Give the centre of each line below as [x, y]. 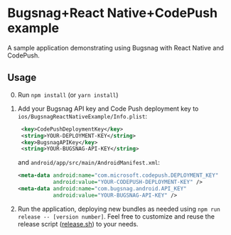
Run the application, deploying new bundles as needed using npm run [119, 209]
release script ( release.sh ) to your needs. [78, 224]
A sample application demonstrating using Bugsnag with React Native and [116, 48]
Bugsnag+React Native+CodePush [113, 13]
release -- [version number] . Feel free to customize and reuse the [116, 216]
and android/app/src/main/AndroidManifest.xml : [88, 163]
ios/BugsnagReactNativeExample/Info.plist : [82, 116]
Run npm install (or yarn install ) [68, 94]
